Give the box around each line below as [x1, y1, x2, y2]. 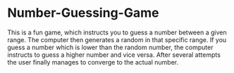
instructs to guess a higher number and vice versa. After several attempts [7, 51, 221, 59]
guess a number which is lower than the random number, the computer [7, 43, 214, 51]
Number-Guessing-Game [7, 5, 159, 21]
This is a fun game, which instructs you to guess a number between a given [7, 28, 227, 36]
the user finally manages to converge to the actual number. [7, 58, 179, 66]
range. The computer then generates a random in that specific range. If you [7, 35, 227, 44]
